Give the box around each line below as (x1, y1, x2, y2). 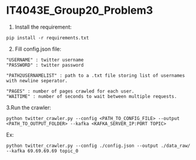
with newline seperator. (6, 78, 68, 84)
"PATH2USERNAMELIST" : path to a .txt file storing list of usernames (6, 72, 185, 78)
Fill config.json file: (14, 45, 61, 53)
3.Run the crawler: (6, 104, 52, 111)
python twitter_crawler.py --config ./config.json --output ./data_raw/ (6, 143, 191, 149)
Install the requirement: (14, 23, 72, 30)
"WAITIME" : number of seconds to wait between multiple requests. (6, 93, 178, 99)
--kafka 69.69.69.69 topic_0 (6, 147, 79, 154)
